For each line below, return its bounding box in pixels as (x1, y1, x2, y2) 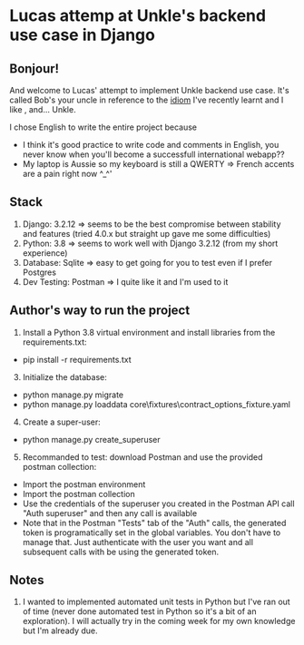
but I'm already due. (22, 625, 98, 636)
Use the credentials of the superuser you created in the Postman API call (22, 498, 295, 509)
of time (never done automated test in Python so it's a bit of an (22, 606, 257, 617)
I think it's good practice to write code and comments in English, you (22, 140, 279, 150)
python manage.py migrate (22, 389, 124, 400)
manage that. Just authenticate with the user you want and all (22, 536, 254, 547)
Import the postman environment (22, 478, 146, 490)
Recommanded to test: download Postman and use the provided (22, 451, 263, 463)
